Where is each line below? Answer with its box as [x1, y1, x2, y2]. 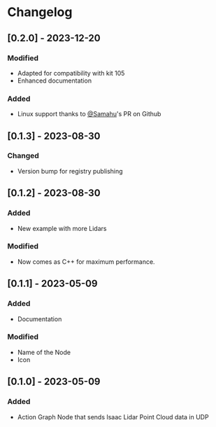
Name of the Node [17, 348, 71, 356]
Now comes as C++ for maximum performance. [17, 257, 155, 266]
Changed [7, 151, 40, 161]
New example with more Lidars [17, 224, 107, 232]
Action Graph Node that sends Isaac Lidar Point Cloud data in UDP [17, 412, 209, 421]
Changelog [7, 4, 73, 20]
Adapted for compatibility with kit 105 [17, 69, 125, 77]
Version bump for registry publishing [17, 167, 124, 175]
